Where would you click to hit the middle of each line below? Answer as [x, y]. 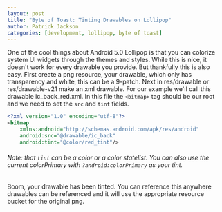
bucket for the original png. [46, 201]
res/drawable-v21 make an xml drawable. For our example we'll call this [109, 89]
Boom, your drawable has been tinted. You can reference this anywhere [110, 186]
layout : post [26, 13]
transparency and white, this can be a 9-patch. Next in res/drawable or [108, 82]
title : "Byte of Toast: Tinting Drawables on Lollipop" [89, 20]
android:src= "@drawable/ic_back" [68, 135]
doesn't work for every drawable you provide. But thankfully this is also [109, 67]
